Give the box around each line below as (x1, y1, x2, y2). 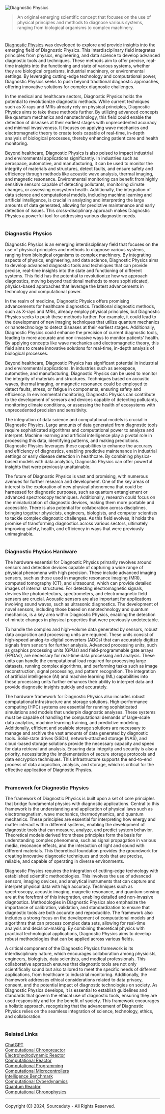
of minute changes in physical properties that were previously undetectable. (5, 617, 160, 623)
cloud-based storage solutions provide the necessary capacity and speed (5, 741, 155, 746)
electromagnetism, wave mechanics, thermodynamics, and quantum (5, 811, 144, 817)
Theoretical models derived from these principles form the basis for (5, 832, 142, 838)
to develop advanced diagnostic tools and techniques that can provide (5, 262, 148, 268)
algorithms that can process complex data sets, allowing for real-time (5, 920, 146, 926)
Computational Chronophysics (5, 1089, 67, 1095)
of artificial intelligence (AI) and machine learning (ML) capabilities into (5, 674, 148, 679)
